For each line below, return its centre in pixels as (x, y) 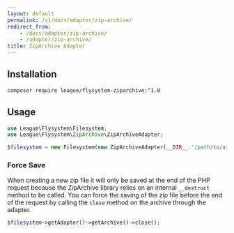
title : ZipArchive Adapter (46, 46)
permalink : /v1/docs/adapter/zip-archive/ (70, 20)
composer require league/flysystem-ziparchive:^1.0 (84, 90)
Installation (32, 74)
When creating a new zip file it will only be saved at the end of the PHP (109, 180)
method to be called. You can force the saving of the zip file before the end (115, 195)
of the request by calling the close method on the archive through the (107, 202)
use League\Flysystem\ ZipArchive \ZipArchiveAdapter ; (85, 135)
